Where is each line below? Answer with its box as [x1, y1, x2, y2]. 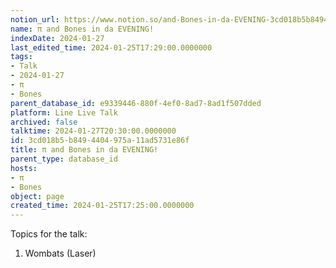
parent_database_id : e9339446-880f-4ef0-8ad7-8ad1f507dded [10, 98, 262, 108]
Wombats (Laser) [24, 247, 97, 260]
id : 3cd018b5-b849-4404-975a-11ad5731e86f [10, 136, 190, 146]
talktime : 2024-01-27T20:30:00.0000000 [10, 126, 177, 136]
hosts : [10, 163, 38, 173]
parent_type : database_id [10, 154, 118, 164]
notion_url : [10, 14, 60, 25]
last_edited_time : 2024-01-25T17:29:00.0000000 [10, 42, 213, 53]
